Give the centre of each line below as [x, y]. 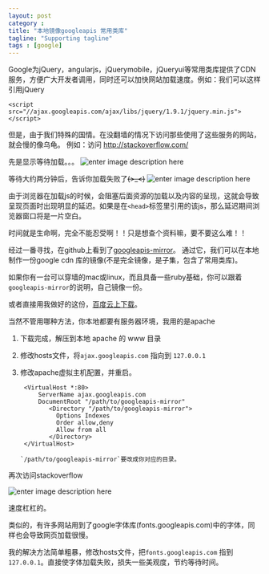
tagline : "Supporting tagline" [60, 38]
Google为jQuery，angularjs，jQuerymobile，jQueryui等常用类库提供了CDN [132, 70]
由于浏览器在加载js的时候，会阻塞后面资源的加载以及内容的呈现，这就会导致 [134, 196]
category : [26, 23]
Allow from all [81, 430]
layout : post [30, 16]
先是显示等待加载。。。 [43, 162]
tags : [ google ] [35, 46]
